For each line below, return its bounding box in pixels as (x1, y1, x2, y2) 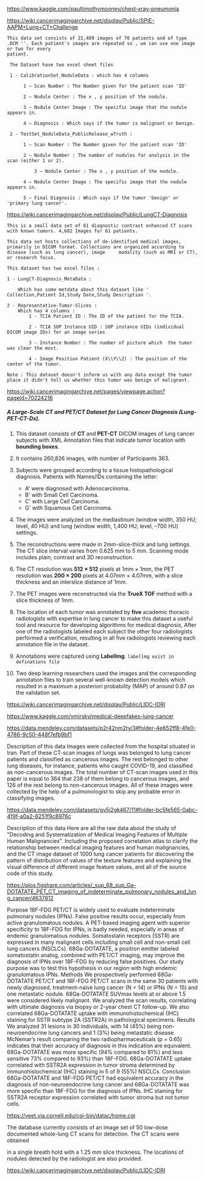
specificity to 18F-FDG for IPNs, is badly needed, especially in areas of (7, 925, 185, 933)
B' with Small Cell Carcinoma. (24, 491, 99, 498)
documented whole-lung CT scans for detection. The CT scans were (7, 1130, 180, 1137)
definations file (15, 658, 60, 665)
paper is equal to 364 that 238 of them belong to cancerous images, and (7, 775, 189, 782)
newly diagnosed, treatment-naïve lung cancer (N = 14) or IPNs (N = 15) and (7, 983, 198, 991)
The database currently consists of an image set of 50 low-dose (7, 1123, 168, 1131)
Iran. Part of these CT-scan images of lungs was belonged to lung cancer (7, 749, 191, 756)
